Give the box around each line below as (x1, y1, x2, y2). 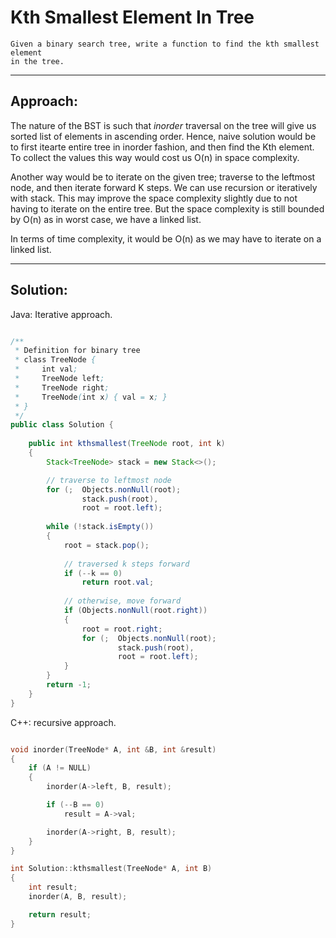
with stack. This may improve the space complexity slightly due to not (10, 192, 298, 204)
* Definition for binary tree (14, 346, 141, 356)
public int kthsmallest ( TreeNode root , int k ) (28, 439, 226, 449)
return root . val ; (81, 577, 155, 588)
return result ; (28, 909, 92, 920)
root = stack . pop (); (63, 540, 150, 550)
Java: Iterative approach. (10, 308, 113, 320)
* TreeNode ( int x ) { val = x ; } (14, 392, 168, 402)
